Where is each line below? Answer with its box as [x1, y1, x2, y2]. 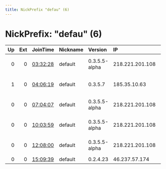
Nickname [59, 46, 83, 53]
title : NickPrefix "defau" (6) [5, 7, 70, 12]
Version [88, 46, 107, 53]
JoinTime [32, 46, 54, 53]
